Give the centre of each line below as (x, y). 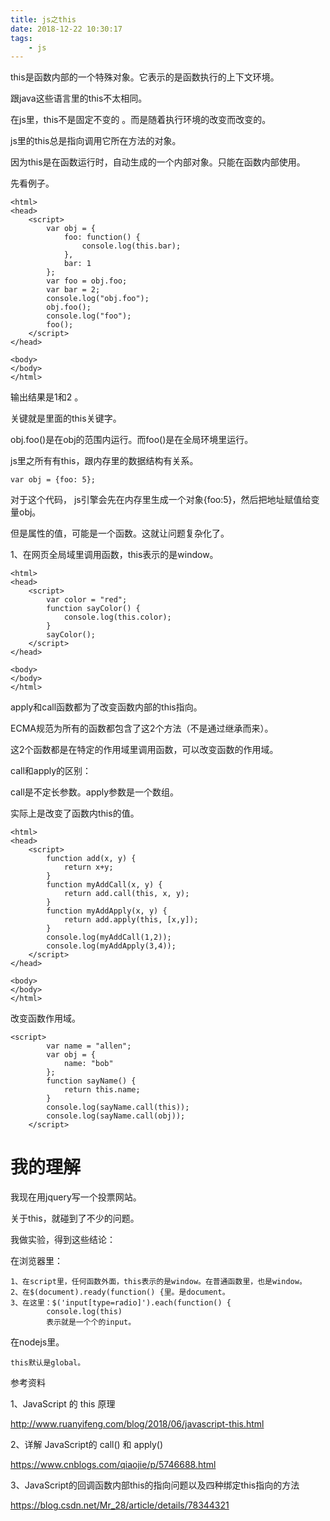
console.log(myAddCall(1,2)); (109, 937)
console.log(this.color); (117, 617)
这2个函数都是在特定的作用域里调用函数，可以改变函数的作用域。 (144, 750)
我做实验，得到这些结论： (63, 1240)
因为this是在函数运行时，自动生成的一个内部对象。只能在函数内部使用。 (158, 162)
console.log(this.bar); (131, 246)
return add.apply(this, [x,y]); (131, 920)
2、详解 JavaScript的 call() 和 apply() (87, 1445)
